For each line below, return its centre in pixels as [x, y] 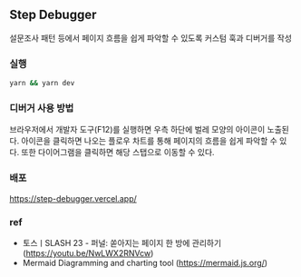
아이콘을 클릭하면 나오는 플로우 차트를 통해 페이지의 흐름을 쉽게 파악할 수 [150, 141]
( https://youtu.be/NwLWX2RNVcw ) [88, 252]
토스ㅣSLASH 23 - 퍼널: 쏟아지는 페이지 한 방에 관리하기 [122, 242]
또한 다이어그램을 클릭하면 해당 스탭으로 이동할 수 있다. [118, 153]
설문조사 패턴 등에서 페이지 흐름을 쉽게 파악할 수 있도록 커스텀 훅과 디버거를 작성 [151, 38]
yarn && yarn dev [42, 84]
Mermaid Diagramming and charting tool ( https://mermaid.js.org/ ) [145, 262]
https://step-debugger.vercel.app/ [73, 198]
